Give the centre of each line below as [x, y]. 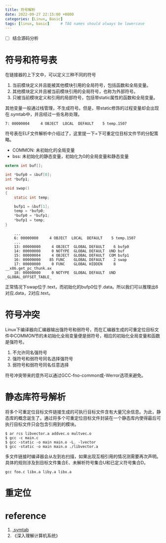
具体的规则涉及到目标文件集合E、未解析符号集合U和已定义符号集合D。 [77, 462]
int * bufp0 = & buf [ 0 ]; [28, 175]
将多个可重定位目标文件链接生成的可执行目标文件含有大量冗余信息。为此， [81, 412]
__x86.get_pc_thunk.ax [28, 268]
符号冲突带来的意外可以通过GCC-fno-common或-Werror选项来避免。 [76, 375]
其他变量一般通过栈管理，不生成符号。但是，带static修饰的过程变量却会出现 [82, 108]
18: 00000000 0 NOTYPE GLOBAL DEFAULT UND [65, 273]
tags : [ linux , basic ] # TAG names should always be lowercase [75, 24]
